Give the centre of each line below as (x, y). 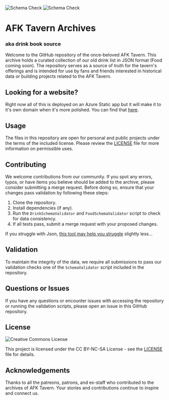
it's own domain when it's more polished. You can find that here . (72, 110)
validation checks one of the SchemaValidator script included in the (75, 267)
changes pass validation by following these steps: (57, 192)
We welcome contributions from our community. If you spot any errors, (79, 176)
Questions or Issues (37, 289)
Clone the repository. (34, 203)
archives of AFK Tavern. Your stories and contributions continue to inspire (82, 388)
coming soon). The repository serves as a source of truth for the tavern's (81, 66)
